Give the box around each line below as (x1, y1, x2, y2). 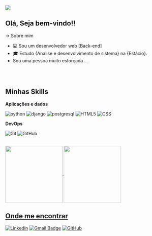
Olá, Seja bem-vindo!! (5, 19, 76, 28)
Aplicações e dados (5, 101, 48, 107)
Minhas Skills (5, 88, 49, 96)
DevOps (5, 121, 23, 127)
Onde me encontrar (5, 212, 69, 220)
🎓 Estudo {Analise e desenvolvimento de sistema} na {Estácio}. (12, 50, 147, 56)
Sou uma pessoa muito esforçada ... (12, 57, 88, 63)
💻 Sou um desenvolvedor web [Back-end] (12, 43, 102, 49)
